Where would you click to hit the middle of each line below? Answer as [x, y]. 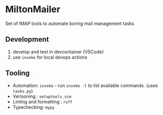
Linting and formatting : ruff [42, 102]
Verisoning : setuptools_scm [42, 96]
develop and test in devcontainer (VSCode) [58, 51]
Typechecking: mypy [33, 107]
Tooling [17, 73]
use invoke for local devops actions [50, 57]
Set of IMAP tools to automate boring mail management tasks [70, 23]
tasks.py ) [23, 91]
